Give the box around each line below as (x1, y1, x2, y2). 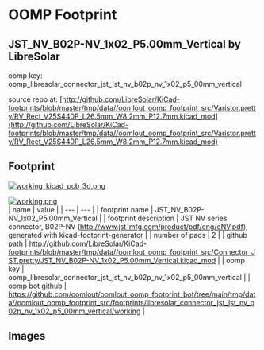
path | (8, 239, 28, 248)
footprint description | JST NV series (107, 213, 228, 223)
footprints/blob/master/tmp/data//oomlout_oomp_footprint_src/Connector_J (8, 247, 256, 256)
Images (8, 329, 46, 343)
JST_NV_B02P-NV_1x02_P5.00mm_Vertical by (8, 37, 242, 51)
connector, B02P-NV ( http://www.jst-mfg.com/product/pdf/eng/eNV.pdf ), (8, 221, 248, 231)
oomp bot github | (8, 281, 67, 290)
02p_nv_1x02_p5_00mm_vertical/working (8, 306, 141, 316)
